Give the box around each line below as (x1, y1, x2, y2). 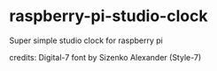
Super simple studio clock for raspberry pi (9, 35, 164, 46)
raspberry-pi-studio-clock (9, 6, 208, 26)
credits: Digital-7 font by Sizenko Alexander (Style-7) (9, 52, 202, 62)
